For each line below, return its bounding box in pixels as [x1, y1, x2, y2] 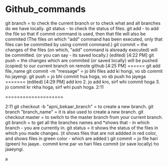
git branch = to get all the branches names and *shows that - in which [5, 119, 149, 125]
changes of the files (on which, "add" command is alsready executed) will [5, 47, 158, 53]
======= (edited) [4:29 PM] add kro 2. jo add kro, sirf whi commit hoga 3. [5, 79, 160, 85]
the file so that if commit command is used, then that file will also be [5, 31, 146, 37]
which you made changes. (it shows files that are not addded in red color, [5, 130, 157, 136]
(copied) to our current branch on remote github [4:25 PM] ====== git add [5, 63, 160, 69]
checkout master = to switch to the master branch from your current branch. [5, 114, 163, 120]
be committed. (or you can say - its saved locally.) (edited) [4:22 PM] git [5, 52, 154, 58]
